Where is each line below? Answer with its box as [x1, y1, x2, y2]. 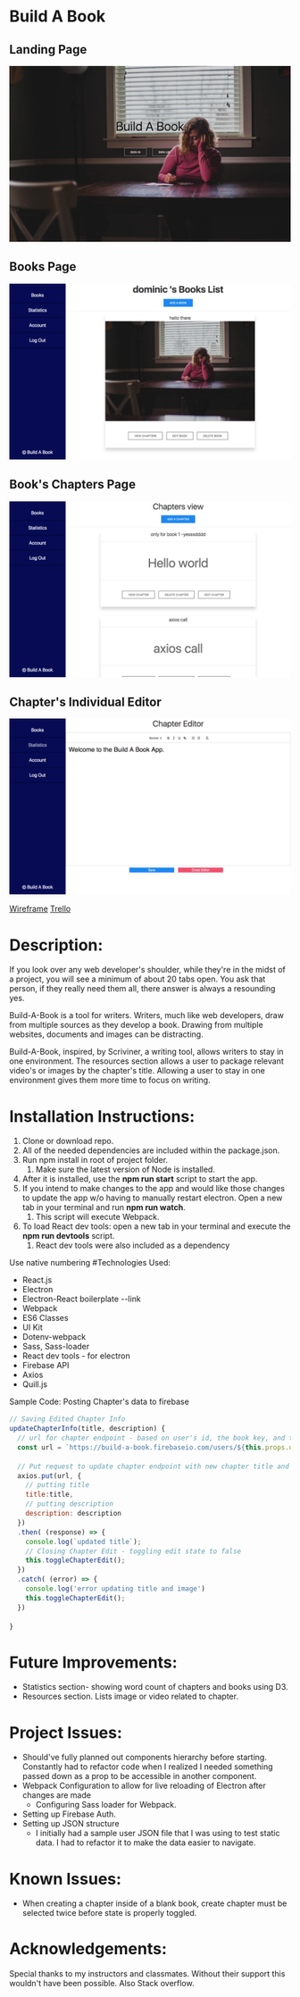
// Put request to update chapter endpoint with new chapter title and [17, 1462, 290, 1471]
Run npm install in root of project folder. [21, 1155, 168, 1166]
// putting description [25, 1500, 114, 1508]
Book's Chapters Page [9, 477, 137, 492]
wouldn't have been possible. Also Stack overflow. [9, 1978, 195, 1989]
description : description [25, 1509, 122, 1518]
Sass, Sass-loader [21, 1341, 90, 1352]
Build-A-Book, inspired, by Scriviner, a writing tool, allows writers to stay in [9, 1047, 284, 1057]
